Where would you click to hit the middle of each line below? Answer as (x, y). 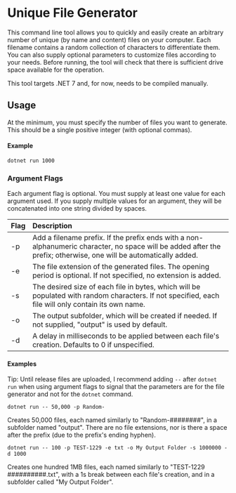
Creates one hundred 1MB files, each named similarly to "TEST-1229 (106, 467)
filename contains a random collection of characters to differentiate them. (114, 47)
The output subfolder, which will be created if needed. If (125, 316)
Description (52, 226)
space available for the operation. (56, 70)
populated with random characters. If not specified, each (126, 296)
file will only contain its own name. (89, 305)
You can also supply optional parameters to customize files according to (112, 55)
